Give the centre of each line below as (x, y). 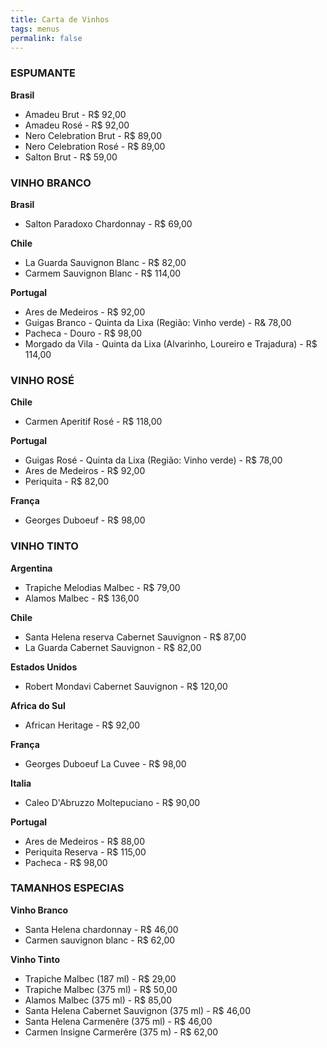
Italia (21, 783)
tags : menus (35, 29)
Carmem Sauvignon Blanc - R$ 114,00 (103, 273)
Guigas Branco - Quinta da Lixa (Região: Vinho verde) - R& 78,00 (158, 322)
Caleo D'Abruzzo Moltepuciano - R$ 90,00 (112, 802)
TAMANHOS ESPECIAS (67, 888)
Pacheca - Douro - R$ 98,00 (83, 333)
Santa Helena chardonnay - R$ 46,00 (101, 929)
